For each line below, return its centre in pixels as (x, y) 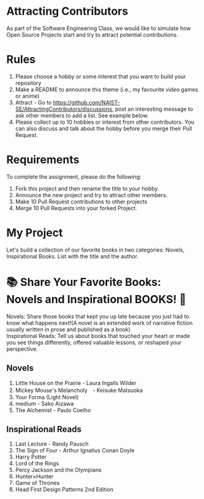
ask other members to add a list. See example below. (82, 115)
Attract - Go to (33, 102)
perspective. (22, 349)
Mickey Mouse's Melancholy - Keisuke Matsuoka (79, 390)
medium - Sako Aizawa (44, 403)
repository (28, 83)
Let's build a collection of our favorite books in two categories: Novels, (96, 250)
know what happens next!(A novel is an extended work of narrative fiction (100, 323)
